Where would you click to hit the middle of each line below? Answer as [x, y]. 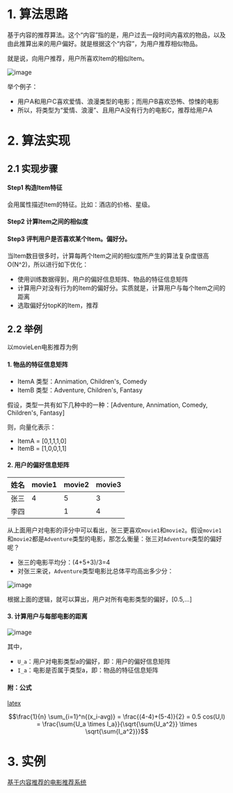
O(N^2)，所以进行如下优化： [48, 264]
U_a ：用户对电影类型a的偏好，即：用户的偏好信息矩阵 [94, 661]
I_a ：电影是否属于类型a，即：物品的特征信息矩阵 [88, 670]
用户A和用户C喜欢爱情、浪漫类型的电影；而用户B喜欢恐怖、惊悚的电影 [118, 101]
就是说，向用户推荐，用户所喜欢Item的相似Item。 [78, 58]
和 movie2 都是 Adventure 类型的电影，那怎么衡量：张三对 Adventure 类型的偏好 [115, 538]
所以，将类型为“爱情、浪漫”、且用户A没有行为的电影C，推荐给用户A [115, 110]
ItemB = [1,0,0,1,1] [42, 448]
